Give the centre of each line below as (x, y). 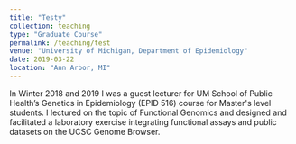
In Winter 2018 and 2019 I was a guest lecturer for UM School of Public (141, 93)
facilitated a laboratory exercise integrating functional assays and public (143, 121)
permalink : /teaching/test (60, 43)
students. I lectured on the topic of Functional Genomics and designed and (148, 112)
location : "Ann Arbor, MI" (60, 68)
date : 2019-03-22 (42, 59)
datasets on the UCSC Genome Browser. (85, 131)
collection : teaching (50, 26)
